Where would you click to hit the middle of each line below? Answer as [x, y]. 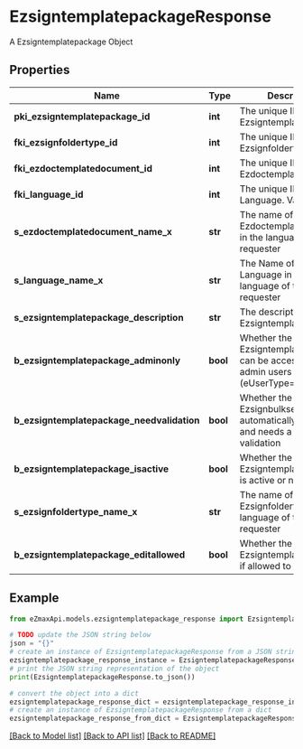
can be [254, 360]
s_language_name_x [59, 280]
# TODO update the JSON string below [80, 635]
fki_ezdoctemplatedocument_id [83, 168]
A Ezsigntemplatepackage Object [71, 42]
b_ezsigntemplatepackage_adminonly [97, 360]
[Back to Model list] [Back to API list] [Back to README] [113, 736]
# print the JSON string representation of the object [115, 669]
